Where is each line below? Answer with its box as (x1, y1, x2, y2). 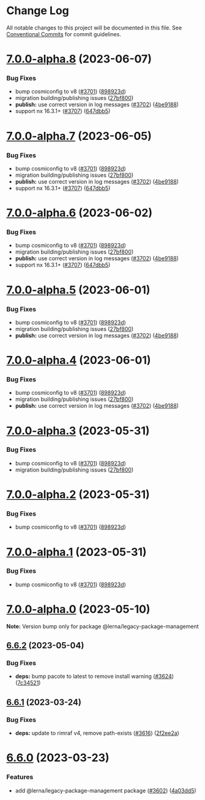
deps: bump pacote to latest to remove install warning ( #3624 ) (15, 673, 174, 680)
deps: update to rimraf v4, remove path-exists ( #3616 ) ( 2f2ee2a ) (15, 729, 179, 737)
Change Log (6, 4, 69, 18)
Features (6, 773, 34, 782)
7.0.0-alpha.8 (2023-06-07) (6, 52, 152, 66)
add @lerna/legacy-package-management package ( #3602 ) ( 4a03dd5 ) (15, 786, 197, 794)
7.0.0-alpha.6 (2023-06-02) (6, 206, 153, 220)
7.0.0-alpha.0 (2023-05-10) (6, 602, 151, 616)
